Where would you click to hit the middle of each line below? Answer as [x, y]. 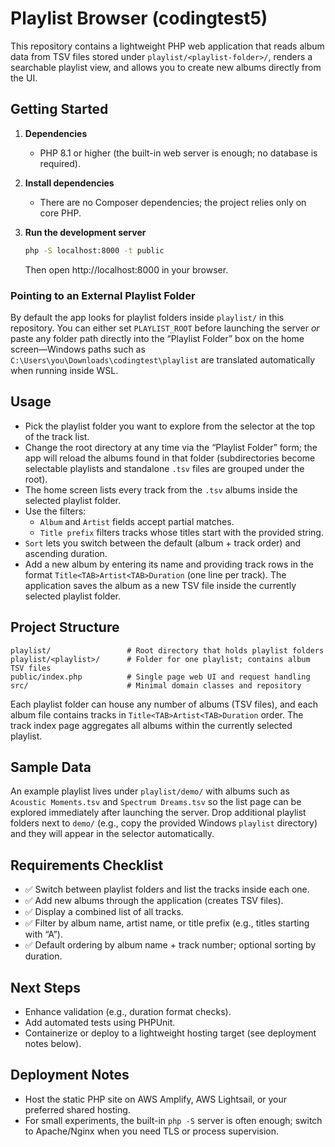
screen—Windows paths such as [78, 349]
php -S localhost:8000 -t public [94, 250]
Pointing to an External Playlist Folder [103, 295]
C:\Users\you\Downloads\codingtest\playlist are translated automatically [163, 359]
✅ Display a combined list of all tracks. [104, 912]
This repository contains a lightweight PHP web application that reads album [167, 46]
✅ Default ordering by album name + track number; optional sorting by [170, 945]
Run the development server [85, 232]
